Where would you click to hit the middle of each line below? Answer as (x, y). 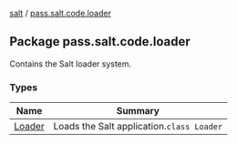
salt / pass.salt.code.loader (61, 13)
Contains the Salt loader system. (71, 64)
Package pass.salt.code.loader (100, 41)
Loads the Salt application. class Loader (138, 127)
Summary (138, 111)
